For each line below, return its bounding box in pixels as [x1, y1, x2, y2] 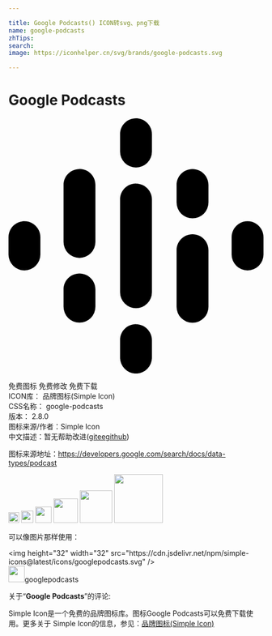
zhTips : [8, 34, 35, 42]
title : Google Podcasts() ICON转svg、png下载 [8, 19, 160, 27]
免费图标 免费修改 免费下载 [8, 382, 98, 391]
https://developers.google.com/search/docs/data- [57, 449, 226, 459]
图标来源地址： [8, 449, 58, 459]
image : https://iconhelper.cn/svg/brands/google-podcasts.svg [8, 49, 223, 58]
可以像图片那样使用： [8, 532, 79, 542]
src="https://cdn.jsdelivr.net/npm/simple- [110, 548, 249, 558]
